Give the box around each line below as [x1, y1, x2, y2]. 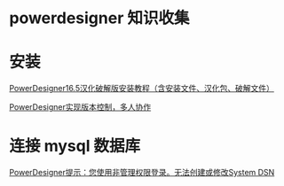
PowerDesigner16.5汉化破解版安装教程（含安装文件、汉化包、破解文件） [9, 83, 275, 94]
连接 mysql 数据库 [9, 136, 141, 156]
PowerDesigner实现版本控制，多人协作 [9, 102, 152, 112]
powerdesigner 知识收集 [9, 8, 190, 28]
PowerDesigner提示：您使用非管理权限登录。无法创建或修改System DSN [9, 167, 275, 178]
